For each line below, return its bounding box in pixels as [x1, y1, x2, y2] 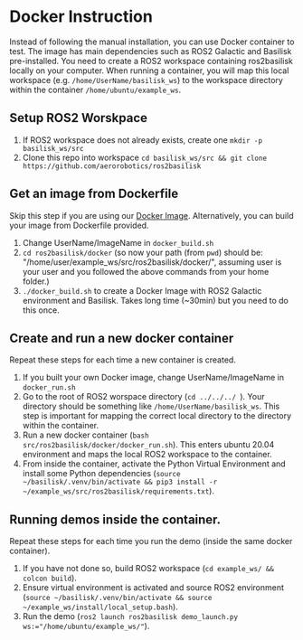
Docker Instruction [9, 6, 154, 27]
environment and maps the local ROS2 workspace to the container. [22, 449, 273, 460]
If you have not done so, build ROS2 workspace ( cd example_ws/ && [22, 563, 274, 574]
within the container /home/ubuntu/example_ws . [9, 84, 182, 95]
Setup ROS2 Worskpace [9, 110, 147, 126]
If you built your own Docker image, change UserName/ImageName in [22, 372, 285, 383]
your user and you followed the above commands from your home [22, 266, 270, 277]
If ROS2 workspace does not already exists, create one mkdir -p [22, 134, 263, 146]
